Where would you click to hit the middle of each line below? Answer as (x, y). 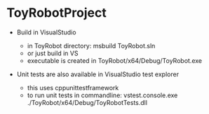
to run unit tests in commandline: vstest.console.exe (102, 95)
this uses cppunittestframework (73, 87)
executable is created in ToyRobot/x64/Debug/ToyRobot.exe (115, 60)
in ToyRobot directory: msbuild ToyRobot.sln (91, 45)
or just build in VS (53, 53)
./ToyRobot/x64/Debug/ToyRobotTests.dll (87, 102)
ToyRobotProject (56, 13)
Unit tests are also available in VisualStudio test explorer (98, 74)
